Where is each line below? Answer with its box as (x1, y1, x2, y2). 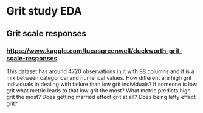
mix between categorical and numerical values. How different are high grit (6, 74, 192, 81)
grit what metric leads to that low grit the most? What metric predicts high (6, 86, 191, 94)
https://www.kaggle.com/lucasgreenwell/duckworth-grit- (6, 47, 182, 55)
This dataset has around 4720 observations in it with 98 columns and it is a (6, 68, 194, 75)
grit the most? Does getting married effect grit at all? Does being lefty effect (6, 93, 196, 100)
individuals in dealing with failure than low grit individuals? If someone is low (6, 80, 198, 88)
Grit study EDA (6, 4, 82, 18)
